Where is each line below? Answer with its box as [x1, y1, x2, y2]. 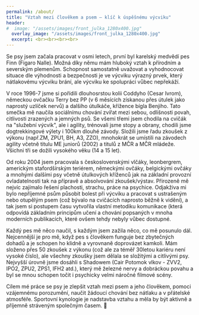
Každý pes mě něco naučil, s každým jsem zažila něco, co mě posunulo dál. [6, 227, 192, 234]
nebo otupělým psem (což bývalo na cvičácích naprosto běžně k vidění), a [6, 196, 188, 203]
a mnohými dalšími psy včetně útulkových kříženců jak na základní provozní [6, 171, 191, 178]
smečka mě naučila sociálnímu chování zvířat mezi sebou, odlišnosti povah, [6, 109, 191, 116]
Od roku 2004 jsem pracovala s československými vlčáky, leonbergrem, [6, 159, 182, 165]
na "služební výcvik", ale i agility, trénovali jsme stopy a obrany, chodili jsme [6, 122, 192, 128]
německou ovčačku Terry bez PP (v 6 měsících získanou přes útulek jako [6, 96, 185, 103]
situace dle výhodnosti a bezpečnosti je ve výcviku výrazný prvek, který [6, 72, 183, 79]
